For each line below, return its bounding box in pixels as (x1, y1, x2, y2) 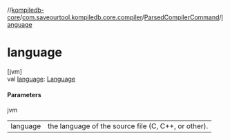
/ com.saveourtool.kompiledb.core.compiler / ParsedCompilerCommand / (19, 13, 222, 21)
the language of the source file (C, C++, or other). (47, 121, 209, 131)
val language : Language (7, 74, 76, 83)
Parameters (7, 90, 41, 99)
